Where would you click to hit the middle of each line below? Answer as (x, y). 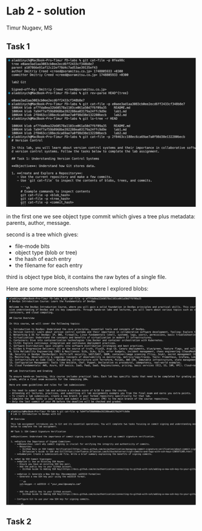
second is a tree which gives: (42, 235)
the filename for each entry (49, 265)
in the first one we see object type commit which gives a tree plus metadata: (101, 216)
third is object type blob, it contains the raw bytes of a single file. (87, 277)
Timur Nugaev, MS (29, 28)
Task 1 (18, 47)
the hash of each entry (43, 259)
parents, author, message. (38, 223)
